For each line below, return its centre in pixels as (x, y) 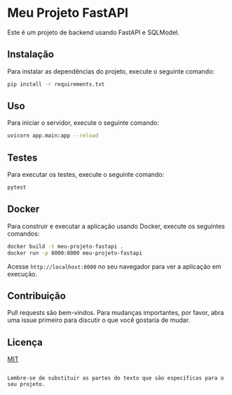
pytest (17, 187)
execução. (22, 274)
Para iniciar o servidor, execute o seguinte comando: (83, 123)
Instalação (31, 54)
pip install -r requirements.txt (56, 84)
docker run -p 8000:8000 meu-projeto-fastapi (75, 253)
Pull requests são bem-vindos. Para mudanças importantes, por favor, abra (116, 313)
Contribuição (37, 296)
